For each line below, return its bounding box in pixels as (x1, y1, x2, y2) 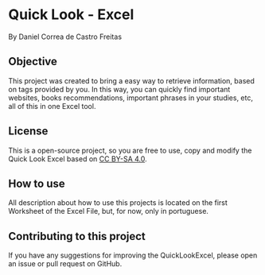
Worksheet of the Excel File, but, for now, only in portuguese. (8, 207, 209, 216)
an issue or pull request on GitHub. (8, 259, 123, 269)
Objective (8, 55, 58, 68)
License (8, 125, 49, 138)
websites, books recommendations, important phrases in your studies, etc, (8, 93, 253, 103)
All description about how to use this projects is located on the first (8, 198, 228, 207)
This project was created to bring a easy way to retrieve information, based (8, 76, 255, 85)
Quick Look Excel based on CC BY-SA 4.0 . (8, 153, 147, 164)
